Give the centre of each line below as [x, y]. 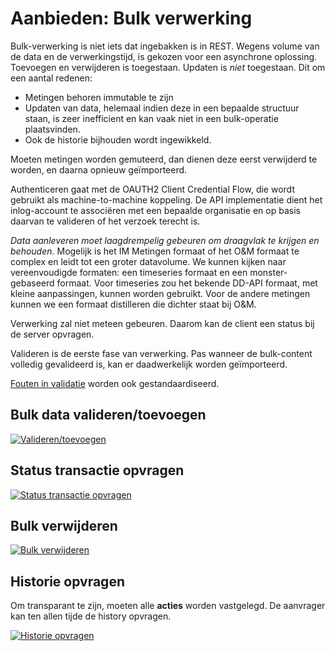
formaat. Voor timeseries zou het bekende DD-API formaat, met [187, 283]
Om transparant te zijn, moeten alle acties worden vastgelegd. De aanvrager [168, 606]
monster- [268, 272]
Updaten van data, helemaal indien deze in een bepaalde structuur [162, 108]
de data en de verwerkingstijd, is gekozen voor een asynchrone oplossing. [164, 56]
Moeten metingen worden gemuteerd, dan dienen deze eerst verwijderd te [164, 159]
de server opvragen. [52, 334]
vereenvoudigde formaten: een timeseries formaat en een [129, 272]
